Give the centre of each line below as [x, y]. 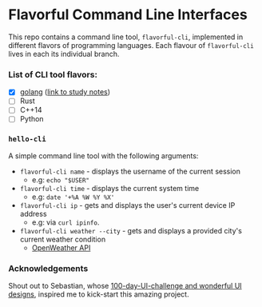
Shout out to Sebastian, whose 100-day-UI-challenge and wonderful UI [125, 286]
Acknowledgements [48, 268]
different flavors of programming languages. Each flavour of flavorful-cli [131, 45]
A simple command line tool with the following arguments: [103, 155]
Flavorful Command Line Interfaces [128, 15]
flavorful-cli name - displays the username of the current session [130, 171]
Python [32, 119]
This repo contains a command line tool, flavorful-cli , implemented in [126, 37]
